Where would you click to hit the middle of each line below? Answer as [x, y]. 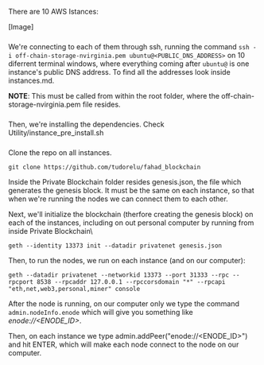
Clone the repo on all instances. [60, 152]
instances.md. [31, 80]
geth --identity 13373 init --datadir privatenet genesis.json [115, 246]
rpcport [21, 282]
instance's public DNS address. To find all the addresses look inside [119, 72]
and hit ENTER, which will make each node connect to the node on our [124, 344]
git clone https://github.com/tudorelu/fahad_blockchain [105, 167]
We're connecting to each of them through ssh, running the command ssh [129, 46]
